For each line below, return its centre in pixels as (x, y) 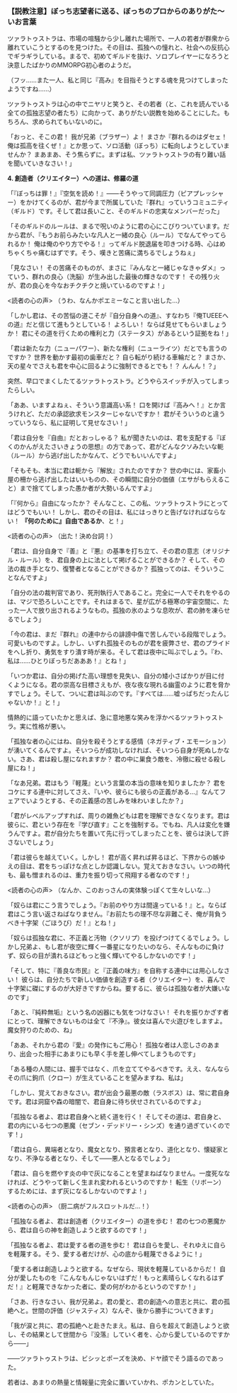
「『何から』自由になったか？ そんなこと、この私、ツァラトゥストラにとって (118, 504)
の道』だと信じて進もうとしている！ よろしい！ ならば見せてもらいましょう (117, 324)
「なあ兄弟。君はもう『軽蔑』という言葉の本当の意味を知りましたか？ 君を (117, 783)
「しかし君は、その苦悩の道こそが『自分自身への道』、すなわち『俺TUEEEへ (118, 316)
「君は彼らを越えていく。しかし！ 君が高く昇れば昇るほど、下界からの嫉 (113, 858)
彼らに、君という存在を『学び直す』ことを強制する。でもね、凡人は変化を (116, 825)
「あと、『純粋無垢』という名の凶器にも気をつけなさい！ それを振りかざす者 (118, 1012)
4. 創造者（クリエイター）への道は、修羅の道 (73, 178)
